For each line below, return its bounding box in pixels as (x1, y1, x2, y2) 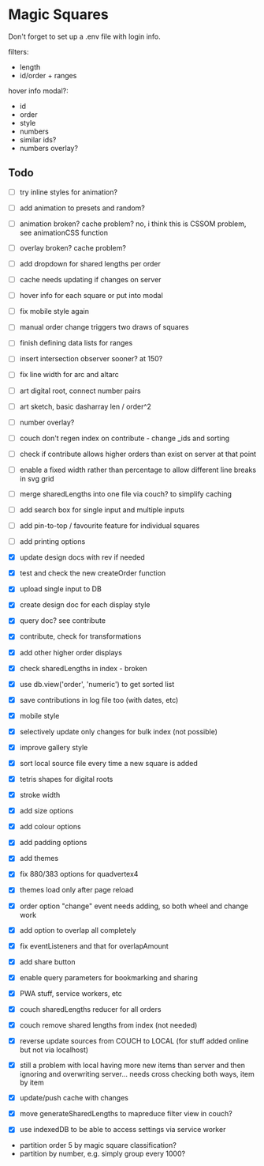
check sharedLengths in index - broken (19, 663, 147, 673)
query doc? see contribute (19, 616, 106, 625)
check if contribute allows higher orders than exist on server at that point (19, 449, 257, 458)
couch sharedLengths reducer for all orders (19, 1004, 162, 1013)
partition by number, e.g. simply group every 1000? (19, 1149, 186, 1159)
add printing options (19, 537, 86, 546)
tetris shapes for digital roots (19, 775, 113, 783)
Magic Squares (8, 6, 109, 24)
